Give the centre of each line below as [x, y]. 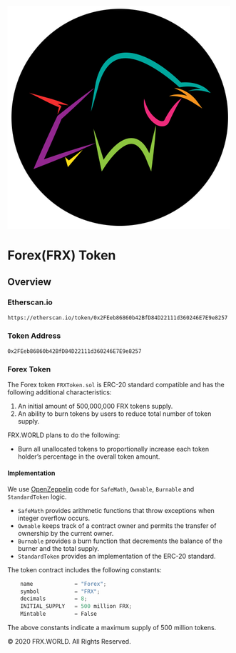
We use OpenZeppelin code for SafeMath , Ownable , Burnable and [101, 489]
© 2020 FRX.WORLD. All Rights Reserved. [69, 642]
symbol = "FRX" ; [60, 592]
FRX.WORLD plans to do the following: [64, 435]
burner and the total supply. [58, 548]
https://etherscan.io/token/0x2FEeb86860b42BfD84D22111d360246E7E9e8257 [118, 318]
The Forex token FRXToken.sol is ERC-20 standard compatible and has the [116, 385]
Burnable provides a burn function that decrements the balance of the [120, 541]
